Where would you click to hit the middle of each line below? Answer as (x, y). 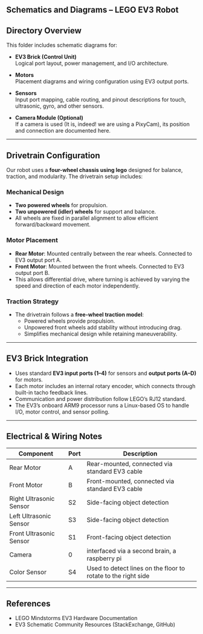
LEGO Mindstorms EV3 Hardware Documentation (76, 618)
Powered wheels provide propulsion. (69, 321)
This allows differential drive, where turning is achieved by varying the (102, 279)
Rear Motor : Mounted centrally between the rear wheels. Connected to (103, 253)
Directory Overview (44, 31)
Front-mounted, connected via (130, 481)
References (28, 603)
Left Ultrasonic (30, 516)
